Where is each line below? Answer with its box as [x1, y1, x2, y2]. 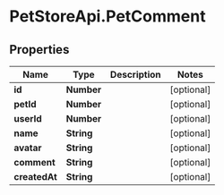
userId [13, 113, 42, 124]
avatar [13, 141, 42, 154]
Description [110, 69, 161, 81]
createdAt [13, 171, 58, 182]
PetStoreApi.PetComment [9, 6, 206, 27]
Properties [9, 42, 70, 57]
